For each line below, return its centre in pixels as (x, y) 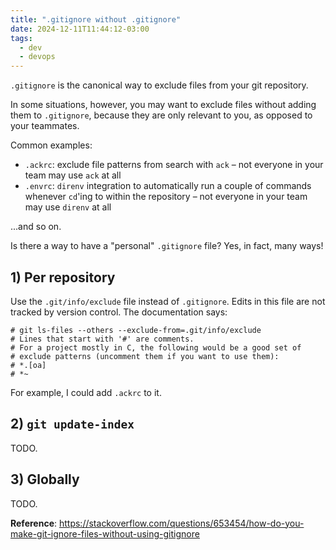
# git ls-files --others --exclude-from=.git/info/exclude (136, 330)
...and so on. (36, 227)
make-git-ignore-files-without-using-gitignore (105, 533)
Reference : (34, 523)
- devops (37, 57)
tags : (21, 38)
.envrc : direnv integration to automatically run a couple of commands (168, 186)
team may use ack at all (73, 175)
